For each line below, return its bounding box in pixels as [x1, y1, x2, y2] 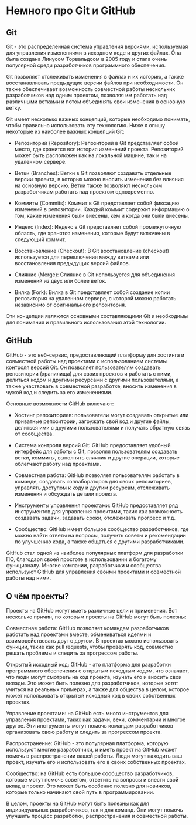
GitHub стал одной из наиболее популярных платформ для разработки [6, 549, 184, 556]
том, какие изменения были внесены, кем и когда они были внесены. [14, 212, 190, 219]
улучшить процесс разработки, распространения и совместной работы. [6, 812, 188, 819]
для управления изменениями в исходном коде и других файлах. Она [6, 49, 181, 56]
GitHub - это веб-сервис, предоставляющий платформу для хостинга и [6, 351, 185, 359]
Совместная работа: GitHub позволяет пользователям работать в [14, 471, 180, 479]
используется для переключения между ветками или [14, 253, 149, 261]
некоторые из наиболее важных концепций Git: [6, 128, 125, 135]
